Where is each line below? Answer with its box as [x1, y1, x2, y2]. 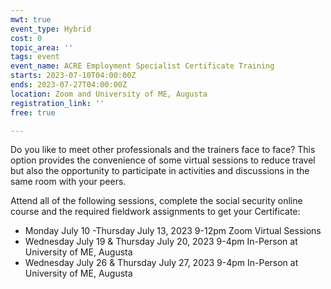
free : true [10, 107, 56, 118]
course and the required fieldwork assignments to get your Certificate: [10, 206, 301, 218]
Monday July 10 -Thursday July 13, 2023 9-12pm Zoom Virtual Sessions [24, 225, 322, 237]
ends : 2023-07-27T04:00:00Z [10, 80, 128, 90]
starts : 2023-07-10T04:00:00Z [10, 71, 137, 81]
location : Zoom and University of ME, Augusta [10, 89, 208, 99]
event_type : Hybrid [10, 24, 92, 34]
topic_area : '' [10, 42, 74, 53]
